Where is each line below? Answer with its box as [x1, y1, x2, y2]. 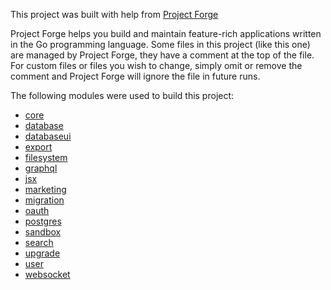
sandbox [24, 226, 62, 238]
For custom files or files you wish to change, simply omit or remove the [10, 60, 303, 71]
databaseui [24, 130, 72, 142]
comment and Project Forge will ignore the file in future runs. [10, 70, 261, 82]
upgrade [24, 247, 61, 259]
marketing [24, 184, 67, 195]
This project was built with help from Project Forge [10, 9, 219, 20]
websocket [24, 269, 71, 280]
